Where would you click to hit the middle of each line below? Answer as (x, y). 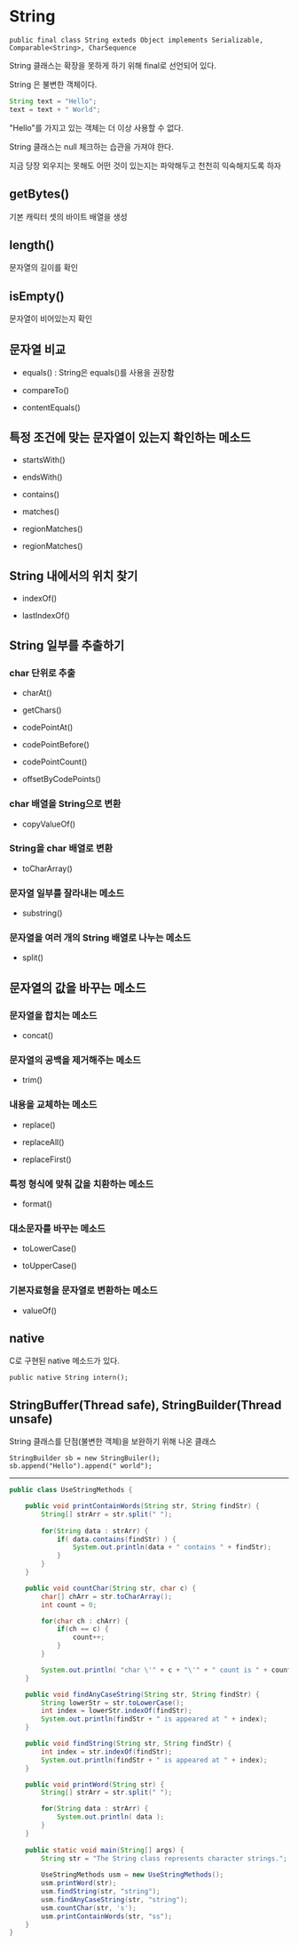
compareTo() (45, 390)
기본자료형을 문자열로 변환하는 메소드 (83, 1290)
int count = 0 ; (69, 1605)
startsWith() (43, 459)
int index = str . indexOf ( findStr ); (107, 1751)
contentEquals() (51, 408)
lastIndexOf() (46, 615)
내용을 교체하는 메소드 (53, 1105)
